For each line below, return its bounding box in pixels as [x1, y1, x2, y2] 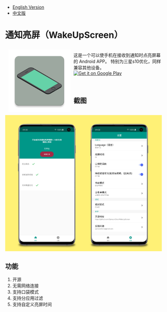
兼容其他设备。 [74, 64, 104, 70]
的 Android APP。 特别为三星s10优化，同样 [74, 58, 162, 64]
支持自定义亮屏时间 [12, 301, 52, 307]
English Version [12, 4, 45, 10]
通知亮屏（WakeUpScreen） [5, 29, 123, 41]
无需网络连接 [12, 283, 39, 289]
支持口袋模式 [12, 289, 39, 295]
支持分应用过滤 [12, 295, 43, 301]
